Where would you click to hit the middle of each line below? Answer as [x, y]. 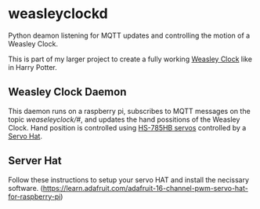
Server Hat [35, 161]
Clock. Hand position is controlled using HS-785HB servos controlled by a [127, 127]
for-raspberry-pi [34, 196]
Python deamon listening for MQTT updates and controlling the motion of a [129, 35]
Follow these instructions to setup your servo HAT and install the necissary [128, 180]
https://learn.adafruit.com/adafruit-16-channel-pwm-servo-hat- [145, 188]
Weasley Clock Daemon [67, 92]
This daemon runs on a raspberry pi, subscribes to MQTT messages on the [129, 111]
